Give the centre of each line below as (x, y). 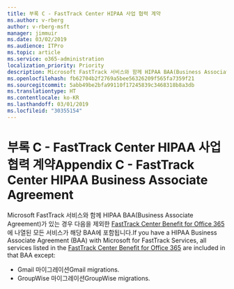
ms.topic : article (34, 53)
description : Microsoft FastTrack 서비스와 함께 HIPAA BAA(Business (104, 72)
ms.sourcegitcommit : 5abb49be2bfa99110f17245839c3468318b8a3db (101, 85)
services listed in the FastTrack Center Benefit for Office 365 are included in (116, 247)
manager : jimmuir (32, 33)
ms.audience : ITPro (36, 46)
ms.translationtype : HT (42, 91)
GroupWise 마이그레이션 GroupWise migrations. (84, 278)
